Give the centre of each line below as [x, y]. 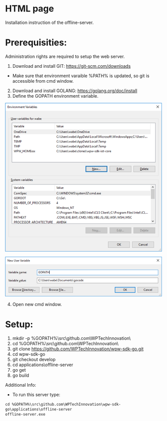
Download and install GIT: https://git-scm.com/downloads [71, 66]
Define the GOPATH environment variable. [55, 96]
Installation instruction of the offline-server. [49, 22]
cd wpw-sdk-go [29, 354]
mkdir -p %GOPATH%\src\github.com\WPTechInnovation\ [71, 338]
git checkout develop [34, 360]
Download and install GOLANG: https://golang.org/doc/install [75, 91]
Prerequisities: [36, 43]
